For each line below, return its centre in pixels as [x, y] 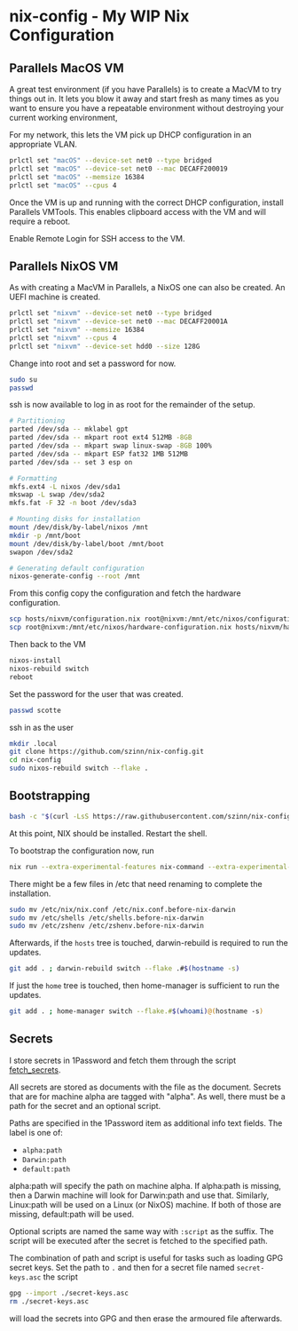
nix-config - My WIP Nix [99, 16]
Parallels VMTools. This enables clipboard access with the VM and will [137, 211]
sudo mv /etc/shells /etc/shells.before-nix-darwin [106, 918]
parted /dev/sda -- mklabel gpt [69, 429]
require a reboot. [40, 221]
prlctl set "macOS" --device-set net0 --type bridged [111, 161]
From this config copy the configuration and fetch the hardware [125, 593]
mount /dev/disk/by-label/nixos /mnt [79, 527]
